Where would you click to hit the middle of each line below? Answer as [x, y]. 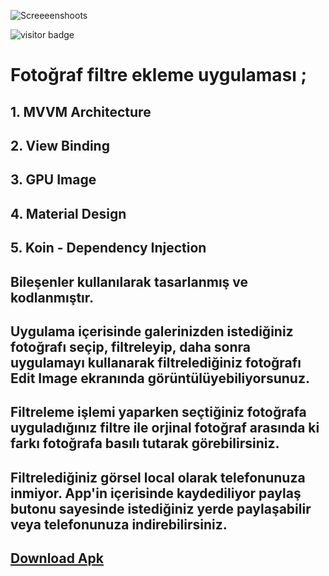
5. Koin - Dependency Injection [108, 248]
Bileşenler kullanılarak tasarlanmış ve [129, 281]
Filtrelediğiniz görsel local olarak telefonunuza [158, 477]
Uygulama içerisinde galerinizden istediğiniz [152, 331]
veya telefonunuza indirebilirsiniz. [119, 524]
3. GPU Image [53, 180]
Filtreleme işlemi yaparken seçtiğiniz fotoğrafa [158, 412]
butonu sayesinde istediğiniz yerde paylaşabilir [161, 508]
